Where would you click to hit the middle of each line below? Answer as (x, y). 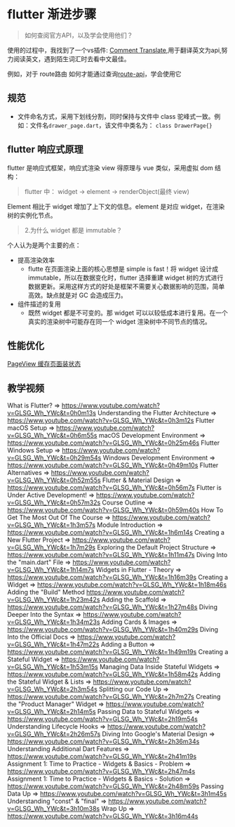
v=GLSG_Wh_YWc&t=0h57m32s (54, 502)
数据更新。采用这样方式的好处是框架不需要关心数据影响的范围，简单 (126, 286)
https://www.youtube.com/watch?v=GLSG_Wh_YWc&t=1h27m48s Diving (112, 607)
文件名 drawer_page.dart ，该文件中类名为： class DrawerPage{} (121, 125)
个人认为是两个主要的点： (44, 245)
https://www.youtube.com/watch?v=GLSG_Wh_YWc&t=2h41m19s (102, 757)
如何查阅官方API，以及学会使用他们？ (79, 35)
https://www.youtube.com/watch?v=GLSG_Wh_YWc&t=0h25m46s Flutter (113, 443)
